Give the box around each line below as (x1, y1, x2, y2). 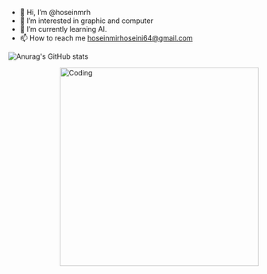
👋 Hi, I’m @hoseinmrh (19, 8, 91, 17)
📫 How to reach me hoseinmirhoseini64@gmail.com (19, 33, 193, 43)
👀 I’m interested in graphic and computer (19, 16, 153, 25)
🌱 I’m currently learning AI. (19, 25, 107, 33)
